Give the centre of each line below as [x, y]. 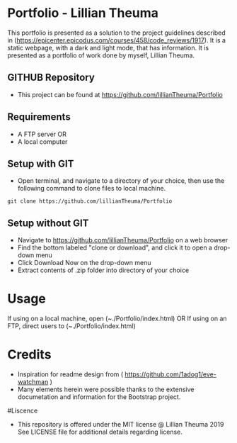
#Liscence [23, 411]
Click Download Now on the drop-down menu [84, 263]
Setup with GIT [41, 163]
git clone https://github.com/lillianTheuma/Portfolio [90, 201]
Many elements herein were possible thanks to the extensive [106, 389]
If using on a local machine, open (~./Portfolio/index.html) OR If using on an [117, 319]
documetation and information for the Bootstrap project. [99, 397]
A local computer [42, 141]
